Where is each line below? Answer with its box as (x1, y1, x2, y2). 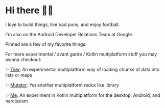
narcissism (5, 98, 28, 104)
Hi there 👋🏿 (5, 5, 54, 16)
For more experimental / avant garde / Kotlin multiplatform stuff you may (5, 51, 157, 57)
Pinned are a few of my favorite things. (5, 41, 87, 47)
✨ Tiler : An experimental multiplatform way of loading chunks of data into (5, 66, 160, 72)
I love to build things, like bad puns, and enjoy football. (5, 21, 120, 28)
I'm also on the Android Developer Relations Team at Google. (5, 31, 134, 37)
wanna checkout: (5, 56, 42, 63)
